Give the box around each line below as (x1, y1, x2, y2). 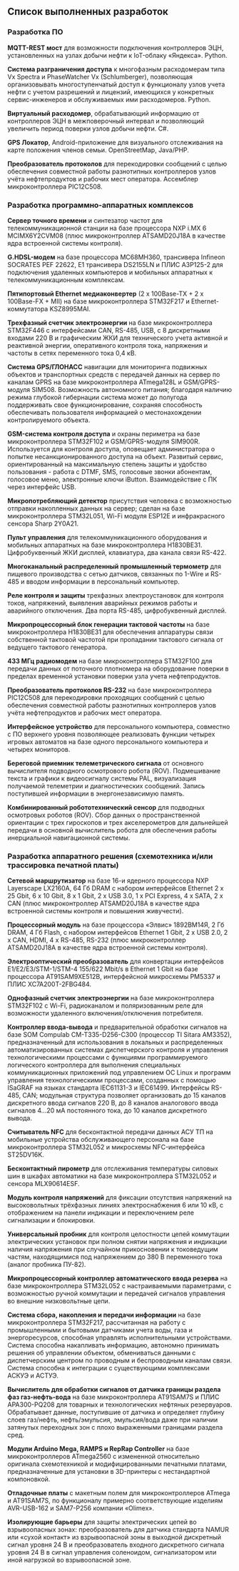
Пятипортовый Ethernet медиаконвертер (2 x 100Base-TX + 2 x (7, 289, 204, 298)
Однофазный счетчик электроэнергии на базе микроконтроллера (7, 994, 215, 1003)
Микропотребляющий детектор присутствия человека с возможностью (7, 496, 232, 505)
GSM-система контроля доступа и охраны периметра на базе (7, 429, 201, 438)
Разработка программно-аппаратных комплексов (7, 200, 194, 210)
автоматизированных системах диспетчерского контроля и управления (7, 1045, 228, 1054)
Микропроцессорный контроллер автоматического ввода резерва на (7, 1274, 228, 1283)
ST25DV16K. (7, 1150, 44, 1159)
